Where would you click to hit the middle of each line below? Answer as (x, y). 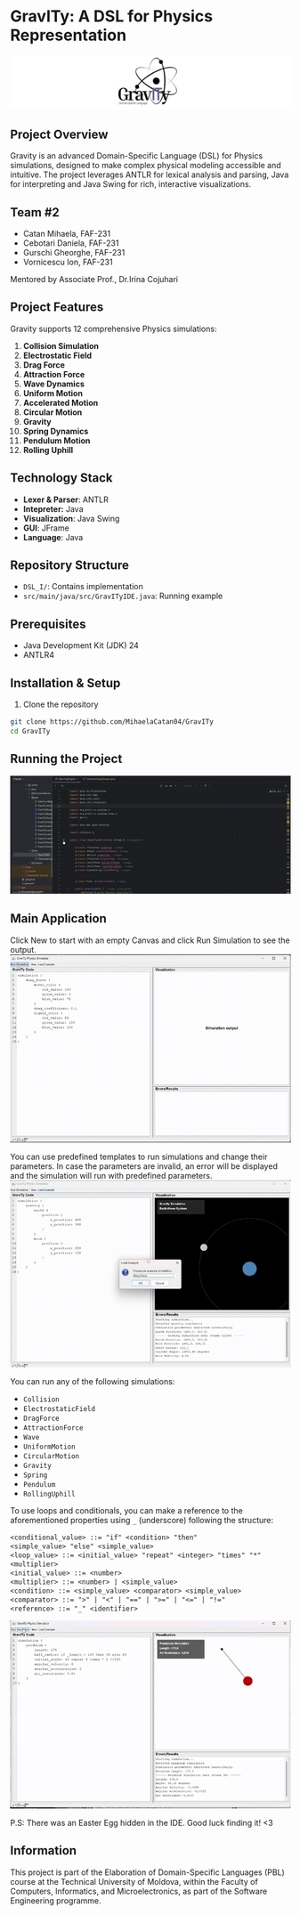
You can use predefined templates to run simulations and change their (139, 1156)
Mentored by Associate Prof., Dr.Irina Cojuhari (94, 279)
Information (44, 1850)
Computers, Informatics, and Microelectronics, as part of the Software (139, 1891)
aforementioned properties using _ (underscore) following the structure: (142, 1521)
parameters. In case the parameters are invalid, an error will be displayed (144, 1166)
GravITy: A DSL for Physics (111, 16)
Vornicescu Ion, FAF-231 (68, 262)
